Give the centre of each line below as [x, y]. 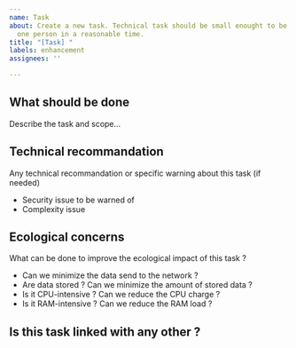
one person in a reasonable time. [81, 34]
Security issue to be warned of [78, 200]
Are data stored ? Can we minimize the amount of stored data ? [137, 285]
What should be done [70, 103]
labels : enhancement [47, 51]
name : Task [29, 17]
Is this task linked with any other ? [105, 332]
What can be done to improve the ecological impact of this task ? [128, 258]
